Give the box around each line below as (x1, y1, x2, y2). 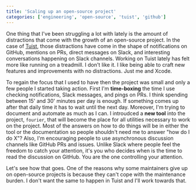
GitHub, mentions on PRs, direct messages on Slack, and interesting (6, 49, 170, 56)
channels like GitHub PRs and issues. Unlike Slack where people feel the (6, 141, 180, 148)
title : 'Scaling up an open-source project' (6, 8, 116, 15)
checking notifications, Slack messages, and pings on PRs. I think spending (6, 91, 188, 98)
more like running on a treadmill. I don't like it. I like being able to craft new (6, 61, 185, 68)
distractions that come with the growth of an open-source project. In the (6, 36, 180, 43)
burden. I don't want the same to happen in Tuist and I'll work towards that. (6, 177, 187, 184)
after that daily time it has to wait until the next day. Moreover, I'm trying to (6, 103, 185, 110)
